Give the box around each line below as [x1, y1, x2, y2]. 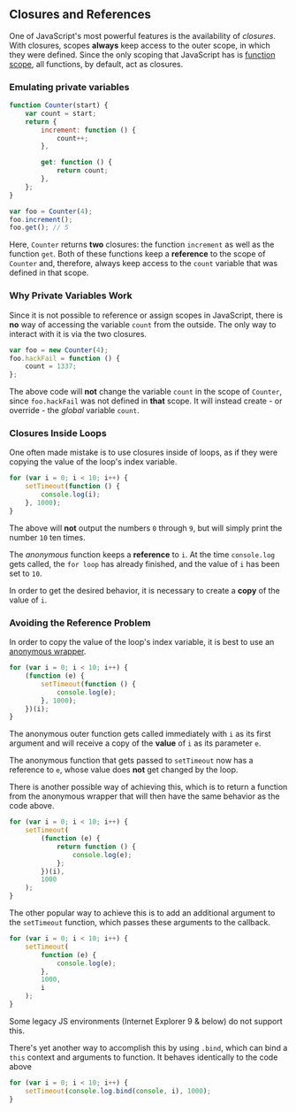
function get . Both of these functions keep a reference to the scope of [9, 249, 266, 259]
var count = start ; [25, 109, 97, 118]
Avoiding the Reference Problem [9, 617, 152, 629]
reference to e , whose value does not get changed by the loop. [9, 764, 239, 775]
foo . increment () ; [9, 215, 73, 224]
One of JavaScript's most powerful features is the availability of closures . [9, 30, 277, 41]
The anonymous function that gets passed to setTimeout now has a [9, 755, 254, 766]
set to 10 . [9, 568, 42, 579]
